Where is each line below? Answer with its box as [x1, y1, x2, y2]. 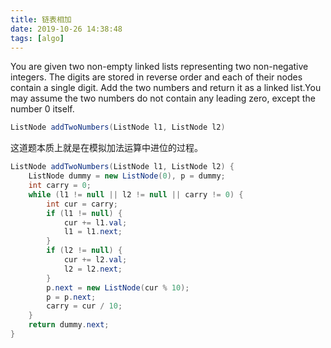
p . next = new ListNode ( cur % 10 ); [46, 282, 190, 293]
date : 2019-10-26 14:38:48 [10, 24, 123, 34]
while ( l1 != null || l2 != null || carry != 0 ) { [28, 189, 244, 200]
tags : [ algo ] [10, 33, 65, 43]
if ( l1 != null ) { [46, 208, 123, 218]
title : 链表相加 [10, 14, 72, 25]
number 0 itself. [10, 103, 75, 115]
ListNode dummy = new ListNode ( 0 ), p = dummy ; [28, 171, 226, 181]
